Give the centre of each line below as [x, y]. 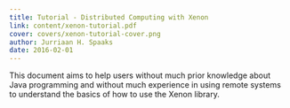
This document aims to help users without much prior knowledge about [140, 75]
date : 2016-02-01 [41, 50]
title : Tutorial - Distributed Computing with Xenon [109, 17]
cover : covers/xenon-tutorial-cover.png [85, 34]
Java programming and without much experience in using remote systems [145, 85]
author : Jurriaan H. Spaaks [61, 42]
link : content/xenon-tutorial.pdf [73, 26]
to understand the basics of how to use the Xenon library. [114, 95]
